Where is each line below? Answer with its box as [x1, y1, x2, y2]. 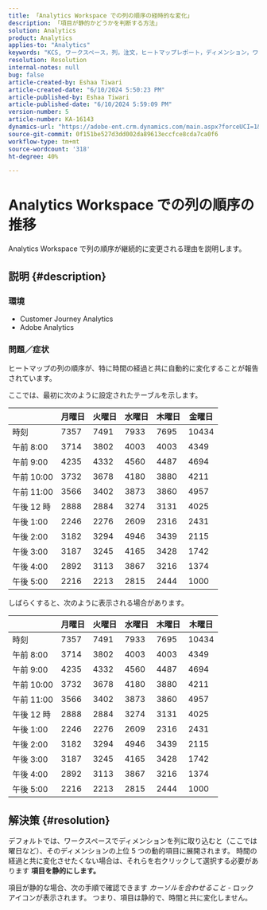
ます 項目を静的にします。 [14, 865, 101, 875]
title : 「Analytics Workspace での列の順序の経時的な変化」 [8, 11, 193, 20]
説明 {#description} [8, 269, 107, 283]
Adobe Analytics [19, 322, 74, 331]
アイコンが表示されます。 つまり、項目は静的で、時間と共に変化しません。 [8, 892, 253, 902]
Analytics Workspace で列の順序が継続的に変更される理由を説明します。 [8, 244, 246, 253]
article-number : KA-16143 [8, 116, 94, 124]
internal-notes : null [8, 64, 80, 72]
